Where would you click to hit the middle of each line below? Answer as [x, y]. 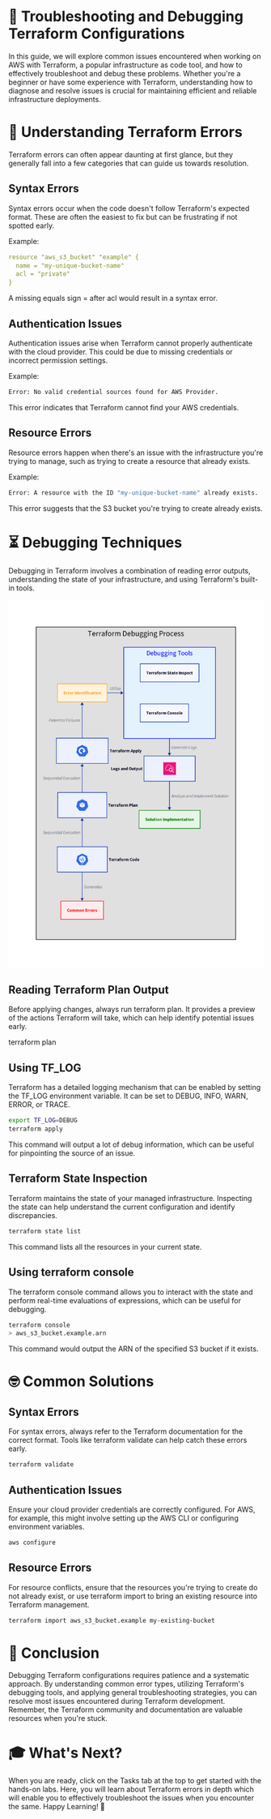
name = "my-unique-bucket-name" [70, 266]
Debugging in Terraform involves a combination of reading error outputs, [129, 570]
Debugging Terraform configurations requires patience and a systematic [129, 1675]
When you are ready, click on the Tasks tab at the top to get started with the [135, 1781]
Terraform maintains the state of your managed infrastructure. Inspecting [130, 1198]
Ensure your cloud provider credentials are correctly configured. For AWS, [132, 1509]
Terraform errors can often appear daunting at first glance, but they [121, 154]
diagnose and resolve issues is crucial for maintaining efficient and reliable [133, 90]
